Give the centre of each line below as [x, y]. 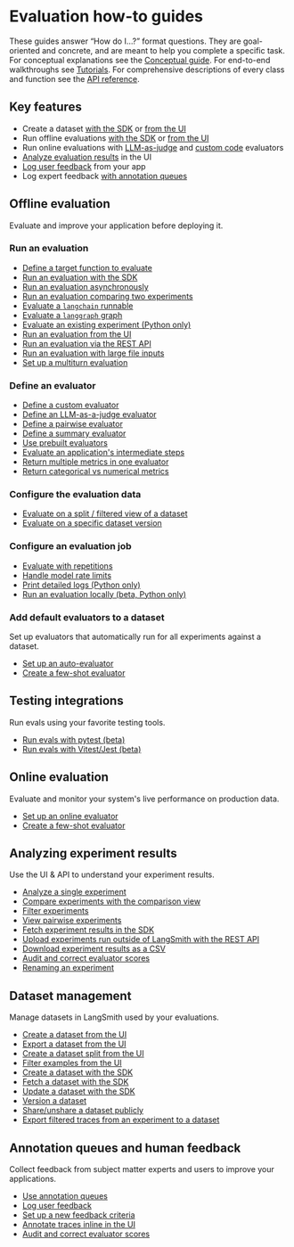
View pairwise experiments [72, 921]
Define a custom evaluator [70, 405]
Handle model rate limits [67, 575]
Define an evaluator [53, 385]
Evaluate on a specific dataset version [92, 523]
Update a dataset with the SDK [78, 1091]
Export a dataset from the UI [74, 1044]
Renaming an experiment [68, 968]
